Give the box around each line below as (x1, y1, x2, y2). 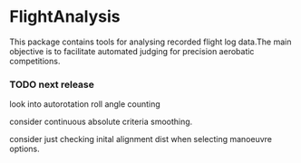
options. (9, 143, 41, 155)
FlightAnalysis (9, 6, 121, 27)
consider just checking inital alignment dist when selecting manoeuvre (9, 134, 273, 145)
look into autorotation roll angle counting (9, 99, 160, 110)
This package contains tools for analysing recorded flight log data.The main (9, 36, 292, 47)
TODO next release (9, 78, 95, 91)
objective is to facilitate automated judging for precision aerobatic (9, 45, 255, 56)
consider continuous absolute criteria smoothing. (9, 116, 193, 128)
